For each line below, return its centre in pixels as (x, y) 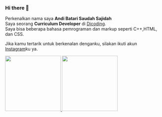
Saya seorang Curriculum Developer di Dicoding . (56, 24)
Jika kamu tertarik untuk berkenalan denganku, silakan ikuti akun (71, 44)
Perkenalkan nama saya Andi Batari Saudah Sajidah (59, 19)
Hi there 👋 (17, 8)
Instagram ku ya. (21, 49)
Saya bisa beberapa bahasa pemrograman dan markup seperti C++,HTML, (81, 29)
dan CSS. (15, 34)
